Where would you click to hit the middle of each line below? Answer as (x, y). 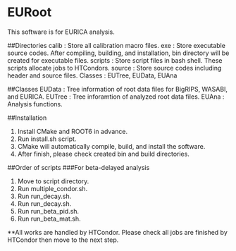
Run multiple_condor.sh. (52, 188)
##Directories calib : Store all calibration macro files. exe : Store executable (116, 45)
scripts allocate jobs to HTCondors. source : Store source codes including (114, 68)
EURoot (30, 12)
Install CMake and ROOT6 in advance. (73, 131)
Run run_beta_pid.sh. (48, 211)
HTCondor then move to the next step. (63, 240)
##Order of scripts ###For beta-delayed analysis (79, 167)
